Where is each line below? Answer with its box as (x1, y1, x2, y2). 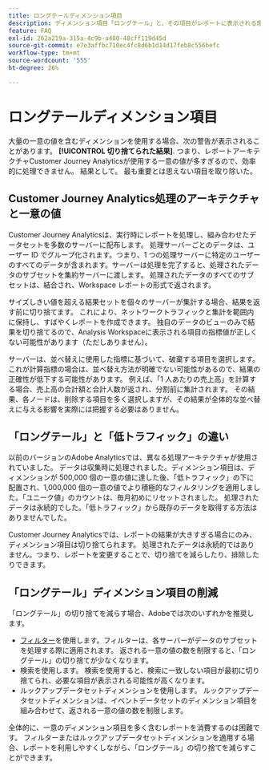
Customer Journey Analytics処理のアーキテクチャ (8, 192, 260, 205)
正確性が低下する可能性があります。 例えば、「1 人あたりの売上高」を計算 (8, 374, 250, 383)
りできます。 (8, 560, 50, 569)
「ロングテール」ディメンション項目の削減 (8, 586, 219, 599)
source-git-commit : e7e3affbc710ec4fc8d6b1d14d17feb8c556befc (8, 42, 220, 50)
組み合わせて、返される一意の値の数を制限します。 (19, 706, 188, 715)
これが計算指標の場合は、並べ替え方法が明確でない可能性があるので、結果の (8, 364, 261, 374)
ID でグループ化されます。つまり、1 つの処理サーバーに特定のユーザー (30, 249, 261, 259)
